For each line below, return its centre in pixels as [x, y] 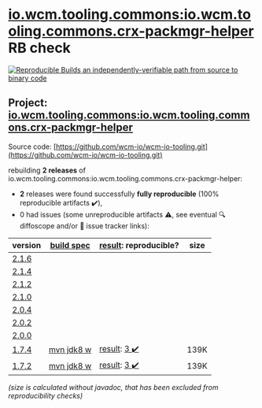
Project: [28, 103]
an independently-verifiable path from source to [160, 69]
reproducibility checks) [46, 395]
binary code [28, 78]
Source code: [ [32, 147]
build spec [70, 245]
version [27, 245]
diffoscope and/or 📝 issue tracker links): [84, 225]
